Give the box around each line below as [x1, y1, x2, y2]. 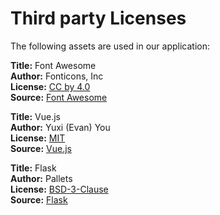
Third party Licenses [10, 7, 187, 30]
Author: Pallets [10, 172, 73, 184]
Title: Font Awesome [10, 59, 97, 71]
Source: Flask [10, 193, 68, 206]
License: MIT [10, 132, 66, 144]
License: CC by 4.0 [10, 80, 91, 92]
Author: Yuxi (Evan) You [10, 121, 111, 133]
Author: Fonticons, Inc [10, 70, 104, 82]
